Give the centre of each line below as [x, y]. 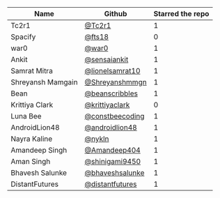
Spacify [23, 37]
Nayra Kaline [32, 139]
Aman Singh [31, 161]
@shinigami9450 [113, 161]
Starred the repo [181, 14]
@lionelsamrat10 [112, 71]
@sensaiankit [107, 60]
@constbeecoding [115, 116]
